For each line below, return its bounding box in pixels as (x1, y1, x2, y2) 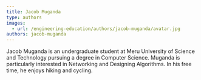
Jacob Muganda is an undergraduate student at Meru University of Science (6, 48, 196, 55)
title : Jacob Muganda (6, 8, 61, 15)
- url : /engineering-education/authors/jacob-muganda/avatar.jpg (12, 25, 181, 32)
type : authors (6, 14, 43, 20)
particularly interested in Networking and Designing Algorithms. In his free (6, 61, 192, 68)
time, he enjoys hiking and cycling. (6, 67, 93, 74)
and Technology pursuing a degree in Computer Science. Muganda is (6, 54, 180, 61)
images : (6, 20, 26, 26)
